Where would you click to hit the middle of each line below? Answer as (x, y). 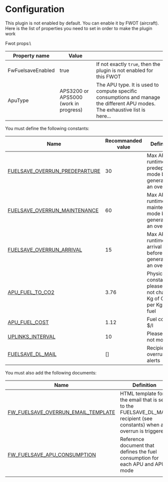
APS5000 (71, 97)
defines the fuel (138, 451)
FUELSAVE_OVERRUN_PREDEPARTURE (54, 171)
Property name (31, 55)
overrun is (132, 431)
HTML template (138, 393)
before (154, 252)
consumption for (139, 457)
